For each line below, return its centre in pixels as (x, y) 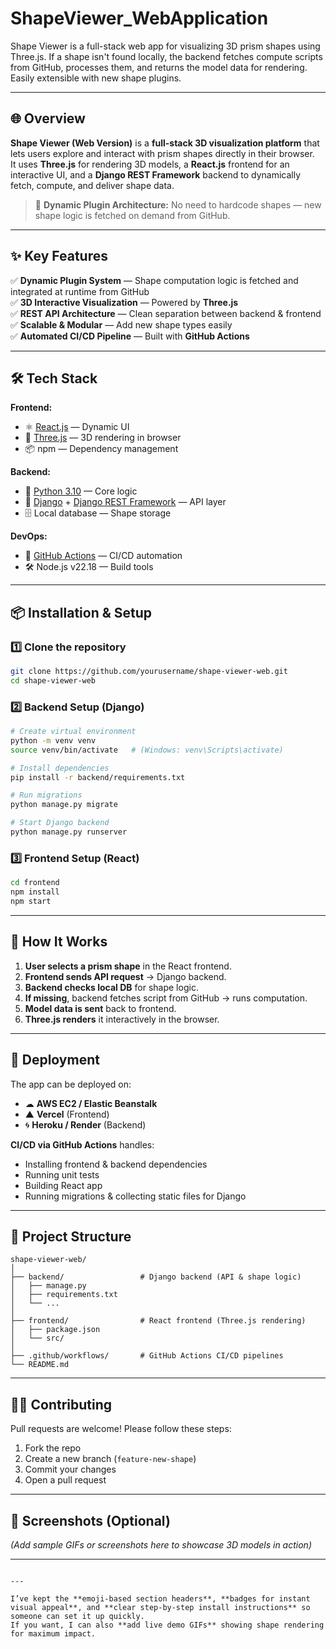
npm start (31, 902)
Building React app (63, 1185)
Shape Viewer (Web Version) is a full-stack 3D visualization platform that (165, 143)
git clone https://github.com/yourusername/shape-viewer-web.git (149, 672)
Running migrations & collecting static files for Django (135, 1196)
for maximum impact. (53, 1633)
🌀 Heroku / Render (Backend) (85, 1124)
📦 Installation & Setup (81, 612)
